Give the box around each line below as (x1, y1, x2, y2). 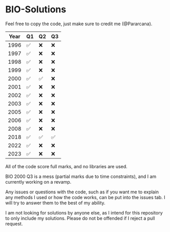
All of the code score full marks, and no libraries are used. (5, 163, 128, 169)
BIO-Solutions (5, 4, 67, 15)
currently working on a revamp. (5, 179, 72, 185)
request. (5, 220, 23, 227)
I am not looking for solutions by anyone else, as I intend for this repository (5, 209, 163, 216)
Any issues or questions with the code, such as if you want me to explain (5, 189, 159, 195)
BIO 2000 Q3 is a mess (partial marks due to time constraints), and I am (5, 173, 157, 180)
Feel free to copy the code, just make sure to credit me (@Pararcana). (5, 21, 153, 27)
